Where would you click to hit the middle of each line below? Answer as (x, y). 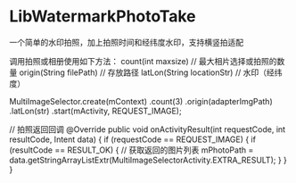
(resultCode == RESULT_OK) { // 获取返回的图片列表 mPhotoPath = (132, 150)
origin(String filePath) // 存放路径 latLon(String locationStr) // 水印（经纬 (151, 72)
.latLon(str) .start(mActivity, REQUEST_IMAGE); (95, 111)
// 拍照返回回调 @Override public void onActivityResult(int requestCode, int (148, 129)
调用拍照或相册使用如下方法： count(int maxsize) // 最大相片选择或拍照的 (143, 61)
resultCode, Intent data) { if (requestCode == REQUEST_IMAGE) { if (133, 139)
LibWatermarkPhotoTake (103, 17)
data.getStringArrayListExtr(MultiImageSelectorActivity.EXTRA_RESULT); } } (148, 160)
